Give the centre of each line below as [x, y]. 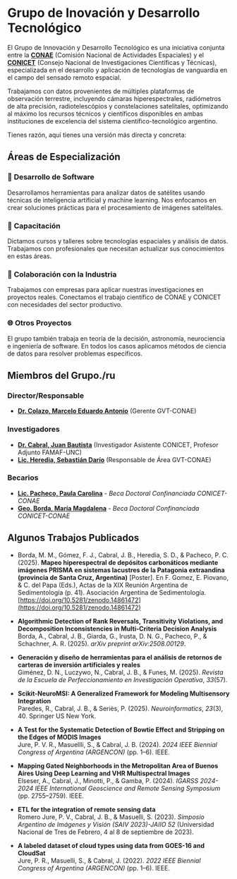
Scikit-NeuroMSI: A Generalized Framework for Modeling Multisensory [123, 693]
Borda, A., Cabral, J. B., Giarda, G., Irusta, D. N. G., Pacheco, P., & [112, 636]
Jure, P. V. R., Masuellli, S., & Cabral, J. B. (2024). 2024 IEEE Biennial [117, 744]
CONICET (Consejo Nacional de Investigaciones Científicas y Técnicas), [112, 62]
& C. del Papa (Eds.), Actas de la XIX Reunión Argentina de [103, 585]
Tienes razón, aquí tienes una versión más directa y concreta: [97, 135]
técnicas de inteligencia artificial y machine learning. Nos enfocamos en [112, 200]
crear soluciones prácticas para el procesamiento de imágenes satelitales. [115, 207]
